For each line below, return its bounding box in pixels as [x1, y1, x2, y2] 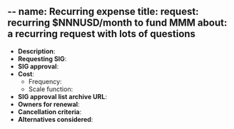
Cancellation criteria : [17, 107, 82, 116]
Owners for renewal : [17, 100, 80, 108]
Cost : [17, 69, 34, 78]
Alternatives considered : [17, 115, 93, 123]
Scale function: [28, 85, 73, 93]
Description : [17, 46, 56, 56]
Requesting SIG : [17, 54, 67, 63]
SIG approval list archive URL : [17, 92, 107, 100]
